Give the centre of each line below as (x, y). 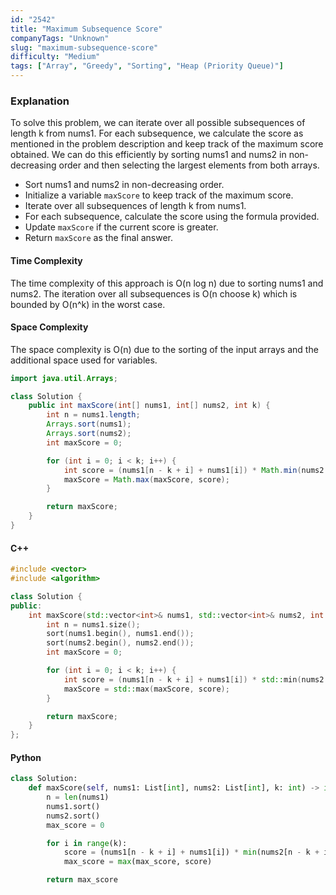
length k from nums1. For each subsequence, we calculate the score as (157, 133)
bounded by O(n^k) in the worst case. (88, 304)
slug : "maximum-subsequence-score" (84, 47)
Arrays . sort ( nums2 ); (89, 434)
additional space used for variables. (84, 360)
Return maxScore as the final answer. (99, 238)
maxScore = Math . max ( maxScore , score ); (146, 479)
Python (26, 757)
